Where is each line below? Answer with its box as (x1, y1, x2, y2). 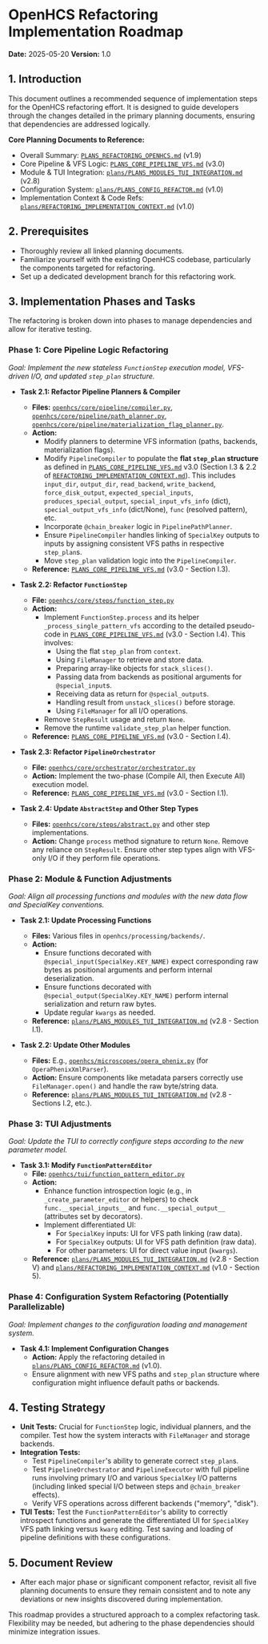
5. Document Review (8, 1556, 114, 1569)
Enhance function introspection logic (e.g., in (43, 1186, 192, 1196)
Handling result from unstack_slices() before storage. (55, 697, 236, 707)
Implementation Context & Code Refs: (19, 192, 144, 202)
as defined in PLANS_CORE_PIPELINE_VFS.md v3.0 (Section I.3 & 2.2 (43, 462, 258, 471)
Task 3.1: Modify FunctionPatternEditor (19, 1161, 153, 1170)
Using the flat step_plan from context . (55, 646, 182, 656)
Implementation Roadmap (8, 22, 184, 41)
